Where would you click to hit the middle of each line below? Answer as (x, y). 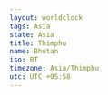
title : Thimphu (38, 43)
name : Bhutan (34, 52)
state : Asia (32, 34)
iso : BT (24, 60)
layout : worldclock (46, 18)
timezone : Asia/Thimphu (54, 69)
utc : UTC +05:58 (40, 77)
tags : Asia (30, 26)
